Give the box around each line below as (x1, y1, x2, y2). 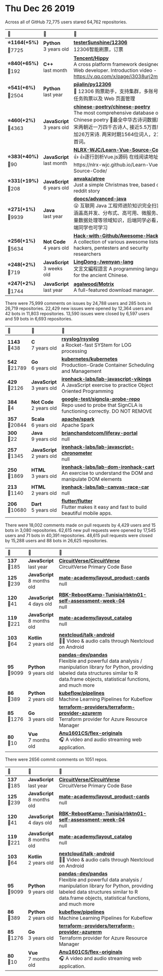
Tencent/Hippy (73, 54, 109, 61)
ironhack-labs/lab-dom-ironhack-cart (61, 463, 155, 470)
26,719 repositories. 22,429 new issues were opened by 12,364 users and (5, 305, 153, 311)
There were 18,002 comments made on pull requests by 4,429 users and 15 (5, 522, 156, 528)
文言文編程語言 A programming (73, 265, 145, 272)
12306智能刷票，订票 (73, 46, 124, 53)
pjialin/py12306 (73, 81, 112, 87)
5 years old (31, 506, 57, 513)
